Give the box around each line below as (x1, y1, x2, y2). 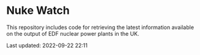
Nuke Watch (6, 4, 70, 18)
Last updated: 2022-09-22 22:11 (6, 42, 87, 49)
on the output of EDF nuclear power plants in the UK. (6, 30, 139, 37)
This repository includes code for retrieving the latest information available (6, 24, 194, 31)
